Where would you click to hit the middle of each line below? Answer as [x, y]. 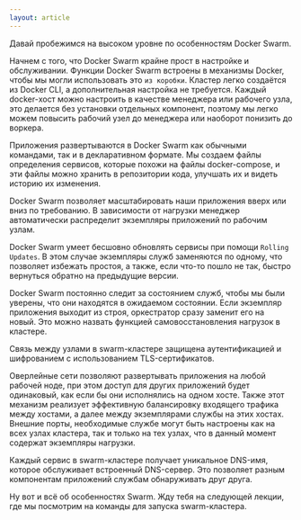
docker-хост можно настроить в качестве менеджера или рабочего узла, [151, 99]
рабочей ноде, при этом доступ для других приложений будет [129, 385]
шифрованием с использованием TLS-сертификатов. [112, 358]
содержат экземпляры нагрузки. [72, 443]
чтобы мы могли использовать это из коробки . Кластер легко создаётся [148, 80]
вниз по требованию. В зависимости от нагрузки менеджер [125, 210]
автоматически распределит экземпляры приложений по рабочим [138, 220]
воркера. [27, 128]
